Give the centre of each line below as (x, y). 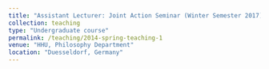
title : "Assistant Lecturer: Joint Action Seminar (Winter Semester (125, 15)
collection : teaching (44, 23)
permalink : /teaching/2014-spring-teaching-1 (85, 38)
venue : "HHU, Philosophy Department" (71, 45)
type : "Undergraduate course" (59, 30)
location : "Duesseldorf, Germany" (66, 52)
